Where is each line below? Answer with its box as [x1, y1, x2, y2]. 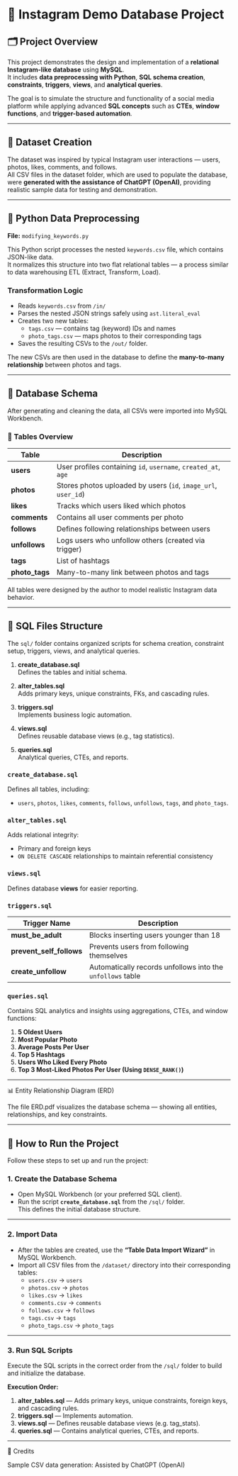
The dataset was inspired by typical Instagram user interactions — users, [7, 155, 221, 164]
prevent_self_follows [11, 946, 83, 956]
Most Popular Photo [17, 1035, 78, 1044]
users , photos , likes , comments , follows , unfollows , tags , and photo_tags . [17, 799, 229, 807]
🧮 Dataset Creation [7, 136, 92, 148]
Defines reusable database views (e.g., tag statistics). [17, 732, 175, 740]
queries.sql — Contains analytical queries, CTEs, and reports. [17, 1426, 200, 1435]
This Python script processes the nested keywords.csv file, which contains [7, 245, 224, 254]
